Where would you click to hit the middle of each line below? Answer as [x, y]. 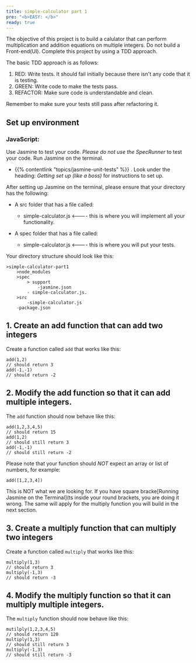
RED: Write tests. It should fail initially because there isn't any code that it [102, 74]
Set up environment [43, 123]
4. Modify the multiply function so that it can [88, 595]
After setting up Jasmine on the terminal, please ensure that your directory [96, 187]
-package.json [34, 308]
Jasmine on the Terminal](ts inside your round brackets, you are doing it [93, 497]
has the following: [27, 193]
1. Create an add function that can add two [85, 326]
